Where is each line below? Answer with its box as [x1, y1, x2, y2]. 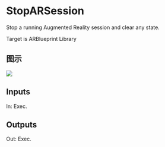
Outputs [6, 120, 37, 130]
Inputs [6, 87, 31, 97]
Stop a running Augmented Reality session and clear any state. [6, 24, 160, 31]
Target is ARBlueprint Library [6, 35, 77, 42]
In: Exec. [6, 103, 27, 110]
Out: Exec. [6, 135, 31, 143]
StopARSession [6, 4, 85, 18]
